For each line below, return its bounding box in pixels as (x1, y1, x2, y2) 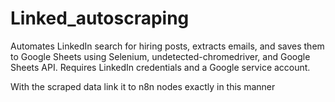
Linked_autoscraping (10, 7, 190, 30)
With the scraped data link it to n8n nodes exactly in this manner (10, 80, 276, 92)
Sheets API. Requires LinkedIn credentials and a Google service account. (10, 61, 311, 73)
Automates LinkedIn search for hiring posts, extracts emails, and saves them (10, 40, 325, 52)
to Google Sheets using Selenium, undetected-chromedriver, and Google (10, 50, 311, 62)
